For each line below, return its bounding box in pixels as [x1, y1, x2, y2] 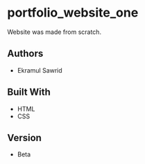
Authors [7, 48, 44, 60]
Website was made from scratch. [7, 28, 102, 36]
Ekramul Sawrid [17, 66, 62, 74]
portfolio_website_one [7, 5, 139, 21]
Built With [7, 86, 51, 98]
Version [7, 131, 42, 143]
